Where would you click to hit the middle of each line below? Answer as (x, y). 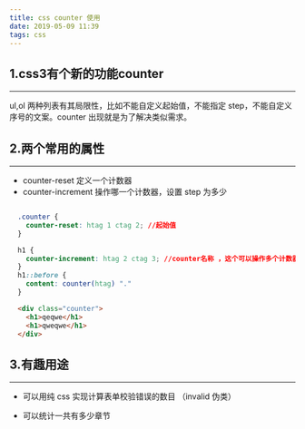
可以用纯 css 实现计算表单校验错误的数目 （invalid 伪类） (129, 396)
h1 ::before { (42, 276)
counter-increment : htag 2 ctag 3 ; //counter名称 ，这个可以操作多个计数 (159, 258)
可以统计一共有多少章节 (66, 416)
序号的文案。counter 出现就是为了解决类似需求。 (101, 117)
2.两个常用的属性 (57, 148)
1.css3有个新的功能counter (87, 73)
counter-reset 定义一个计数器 (77, 180)
